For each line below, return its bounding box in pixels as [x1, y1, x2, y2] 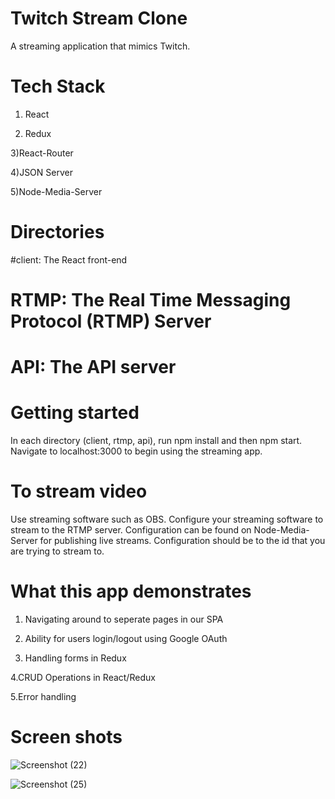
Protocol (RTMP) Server [10, 310, 212, 332]
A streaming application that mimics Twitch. [10, 40, 191, 52]
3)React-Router [10, 147, 74, 159]
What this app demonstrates [10, 580, 252, 603]
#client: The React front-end [10, 253, 128, 266]
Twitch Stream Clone [10, 7, 188, 30]
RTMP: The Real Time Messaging [10, 289, 292, 311]
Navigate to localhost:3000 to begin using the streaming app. [10, 445, 263, 457]
